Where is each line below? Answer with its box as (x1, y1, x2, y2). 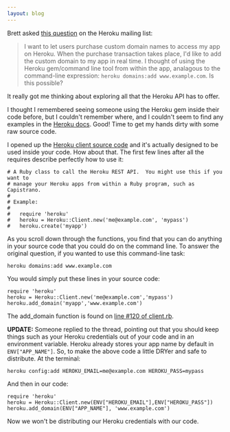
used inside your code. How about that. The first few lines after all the (7, 148, 205, 156)
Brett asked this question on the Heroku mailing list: (7, 29, 153, 37)
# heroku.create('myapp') (7, 223, 88, 229)
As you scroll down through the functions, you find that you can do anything (7, 234, 222, 242)
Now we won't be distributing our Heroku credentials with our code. (7, 417, 199, 425)
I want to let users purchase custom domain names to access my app (23, 42, 221, 50)
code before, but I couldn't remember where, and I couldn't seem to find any (7, 113, 224, 121)
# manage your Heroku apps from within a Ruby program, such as (7, 180, 195, 187)
